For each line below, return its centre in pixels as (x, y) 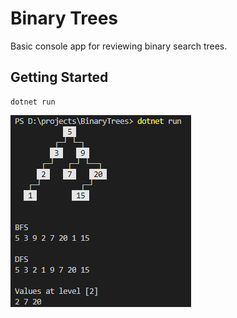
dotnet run (33, 102)
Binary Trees (64, 18)
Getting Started (59, 77)
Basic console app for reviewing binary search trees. (119, 46)
